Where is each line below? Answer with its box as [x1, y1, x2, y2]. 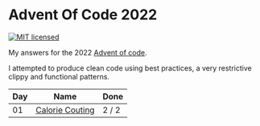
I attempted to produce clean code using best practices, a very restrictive [8, 63, 252, 73]
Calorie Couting [35, 104, 95, 116]
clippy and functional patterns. [8, 71, 110, 81]
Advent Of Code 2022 [8, 6, 158, 24]
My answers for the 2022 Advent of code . [8, 47, 147, 57]
